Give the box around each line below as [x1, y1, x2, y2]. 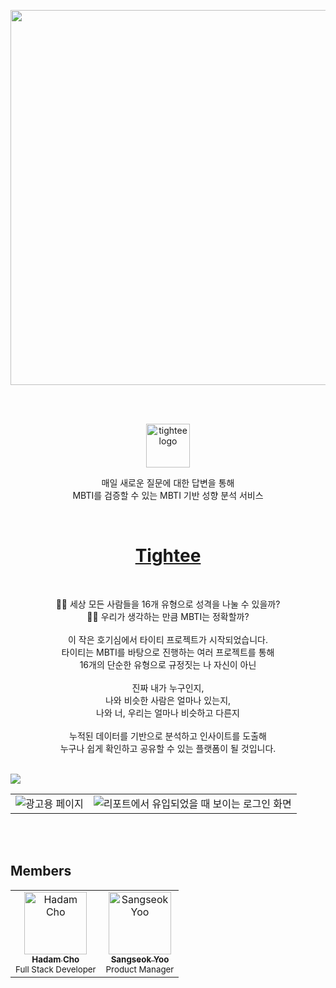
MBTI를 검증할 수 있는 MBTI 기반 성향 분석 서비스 [72, 490, 264, 501]
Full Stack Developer [15, 963, 97, 975]
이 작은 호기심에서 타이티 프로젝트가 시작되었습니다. [68, 633, 268, 645]
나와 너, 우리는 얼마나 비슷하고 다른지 [96, 706, 240, 719]
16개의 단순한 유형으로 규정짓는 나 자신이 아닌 [79, 658, 257, 670]
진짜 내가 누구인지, [131, 681, 205, 694]
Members [10, 863, 72, 880]
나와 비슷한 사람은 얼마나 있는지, [104, 694, 232, 706]
